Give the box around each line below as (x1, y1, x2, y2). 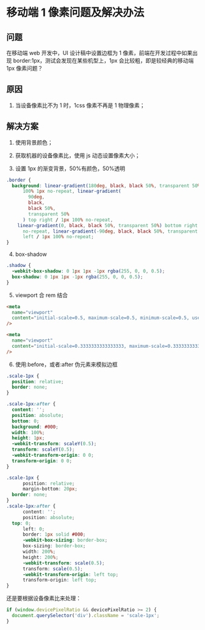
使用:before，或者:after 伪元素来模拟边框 (15, 361, 118, 368)
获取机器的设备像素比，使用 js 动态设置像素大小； (15, 151, 140, 159)
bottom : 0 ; (12, 418, 40, 424)
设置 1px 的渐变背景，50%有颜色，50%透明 (15, 165, 126, 172)
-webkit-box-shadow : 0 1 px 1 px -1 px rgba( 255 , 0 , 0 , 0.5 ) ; (12, 268, 165, 274)
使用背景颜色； (15, 138, 53, 146)
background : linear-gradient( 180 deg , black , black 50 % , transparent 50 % (12, 182, 201, 189)
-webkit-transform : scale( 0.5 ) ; (22, 560, 105, 566)
